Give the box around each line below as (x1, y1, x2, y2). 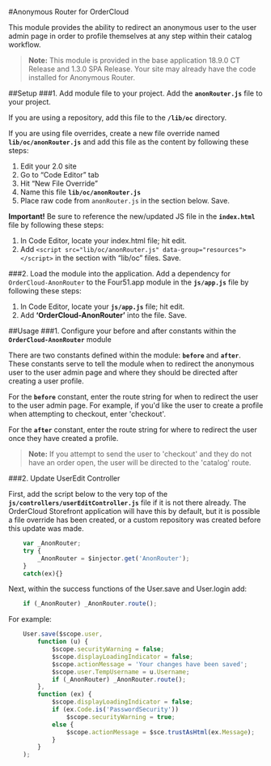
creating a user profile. (8, 376, 84, 386)
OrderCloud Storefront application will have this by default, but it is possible (8, 507, 260, 516)
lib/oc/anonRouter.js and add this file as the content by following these (8, 137, 249, 147)
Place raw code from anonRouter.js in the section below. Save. (19, 196, 231, 205)
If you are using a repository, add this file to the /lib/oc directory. (8, 113, 227, 122)
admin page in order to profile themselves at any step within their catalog (8, 32, 252, 41)
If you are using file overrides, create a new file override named (8, 129, 220, 138)
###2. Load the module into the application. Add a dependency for (8, 269, 231, 278)
